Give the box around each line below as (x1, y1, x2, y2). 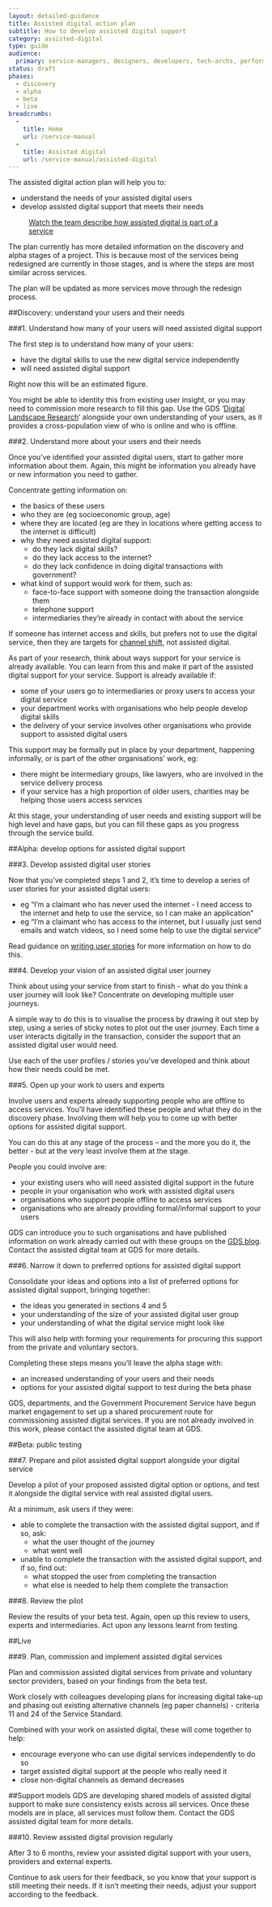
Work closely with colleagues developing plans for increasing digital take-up (8, 1692, 263, 1702)
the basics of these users (19, 501, 105, 511)
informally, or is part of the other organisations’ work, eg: (8, 754, 198, 764)
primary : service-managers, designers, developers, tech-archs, (15, 58, 237, 66)
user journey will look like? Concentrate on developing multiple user (8, 990, 235, 1000)
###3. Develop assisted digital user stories (8, 859, 151, 869)
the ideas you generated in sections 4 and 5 (19, 1301, 168, 1311)
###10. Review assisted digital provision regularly (8, 1832, 173, 1842)
